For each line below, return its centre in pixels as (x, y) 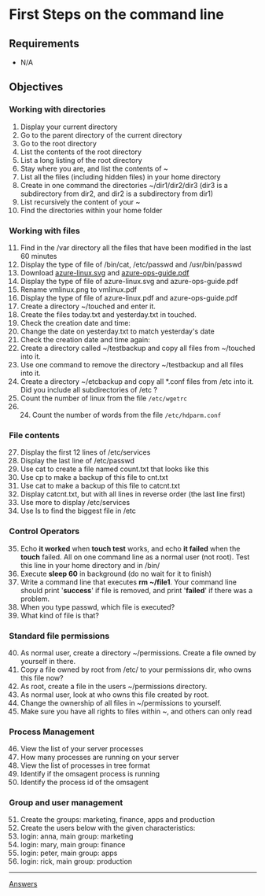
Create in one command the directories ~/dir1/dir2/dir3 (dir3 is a (124, 185)
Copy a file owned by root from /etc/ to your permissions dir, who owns (136, 669)
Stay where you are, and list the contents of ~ (94, 168)
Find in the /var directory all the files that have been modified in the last (136, 247)
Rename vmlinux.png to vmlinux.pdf (79, 289)
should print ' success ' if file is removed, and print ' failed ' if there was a (136, 590)
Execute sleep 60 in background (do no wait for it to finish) (116, 573)
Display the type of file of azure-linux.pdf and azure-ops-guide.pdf (129, 297)
